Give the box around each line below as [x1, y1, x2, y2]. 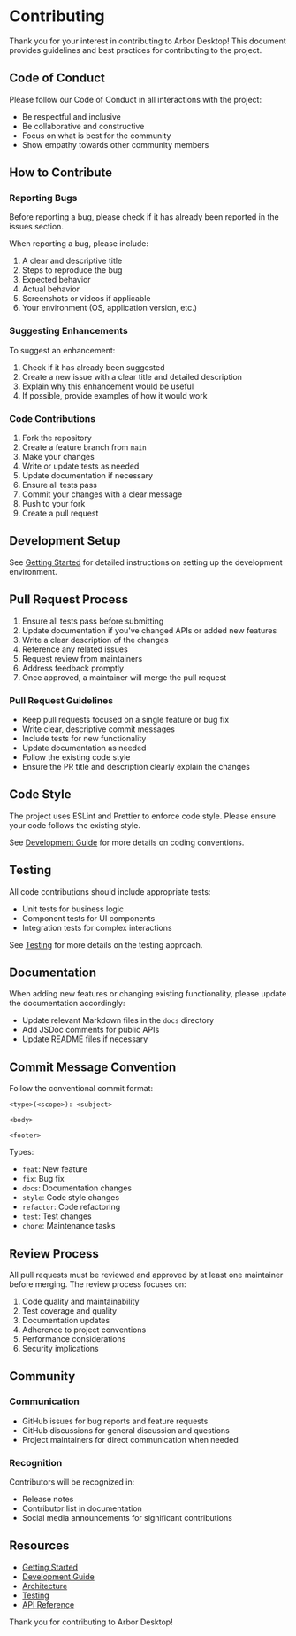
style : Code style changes [21, 1192, 120, 1203]
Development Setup [9, 533, 121, 548]
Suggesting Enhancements [9, 325, 128, 337]
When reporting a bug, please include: [9, 238, 148, 249]
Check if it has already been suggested [21, 361, 165, 373]
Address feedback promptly [21, 663, 125, 673]
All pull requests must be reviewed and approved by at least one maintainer [9, 1269, 284, 1281]
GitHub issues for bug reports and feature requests [21, 1415, 209, 1426]
